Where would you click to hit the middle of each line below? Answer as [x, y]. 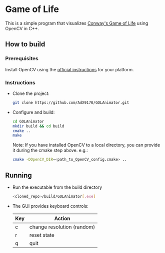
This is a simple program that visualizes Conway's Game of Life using [77, 23]
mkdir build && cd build [38, 126]
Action [62, 218]
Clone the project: [31, 93]
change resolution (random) [62, 227]
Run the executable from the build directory [57, 187]
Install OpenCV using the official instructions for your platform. [69, 69]
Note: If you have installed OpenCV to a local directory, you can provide [86, 145]
